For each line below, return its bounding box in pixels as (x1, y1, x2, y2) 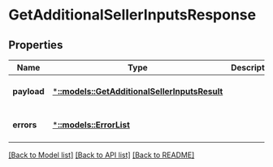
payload (12, 86, 45, 96)
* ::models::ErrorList (52, 119, 130, 131)
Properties (8, 38, 63, 52)
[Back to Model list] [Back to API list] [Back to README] (8, 150, 195, 160)
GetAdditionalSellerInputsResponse (8, 6, 257, 24)
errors (12, 119, 37, 131)
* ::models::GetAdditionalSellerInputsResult (52, 86, 223, 96)
